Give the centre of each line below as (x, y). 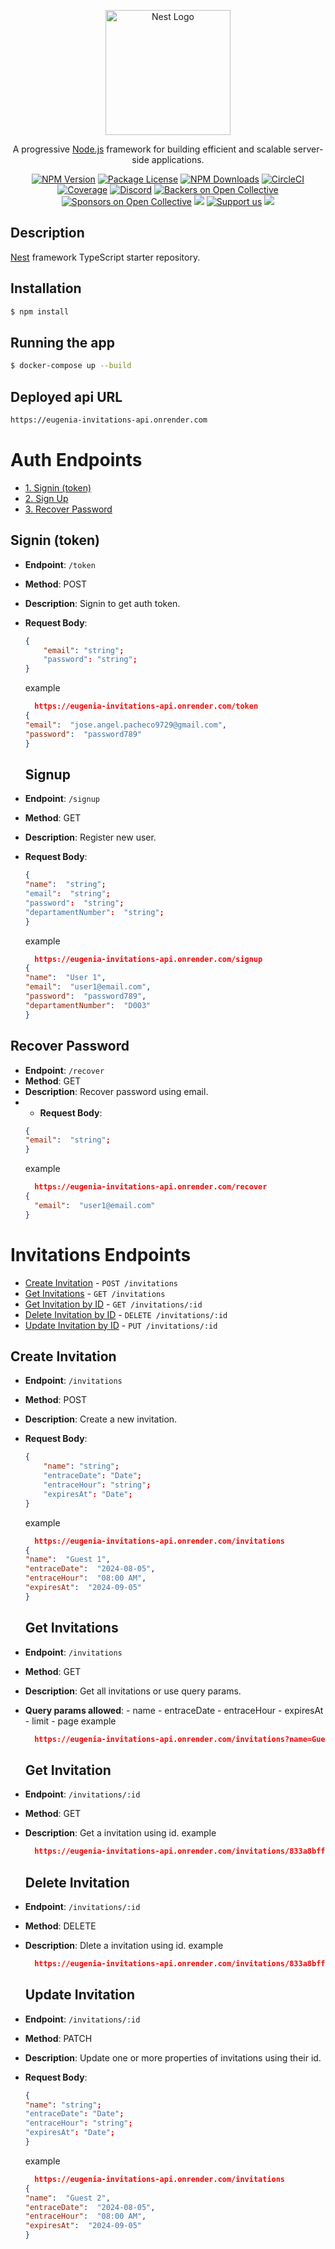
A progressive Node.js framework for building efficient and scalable (152, 149)
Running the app (62, 342)
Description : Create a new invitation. (101, 1419)
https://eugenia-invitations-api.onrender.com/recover (151, 1187)
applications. (178, 159)
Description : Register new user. (90, 837)
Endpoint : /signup (62, 799)
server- (308, 149)
